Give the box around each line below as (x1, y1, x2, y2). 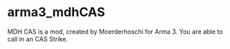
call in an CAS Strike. (7, 34, 68, 43)
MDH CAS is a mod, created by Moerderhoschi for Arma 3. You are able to (7, 27, 224, 36)
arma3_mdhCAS (7, 4, 106, 20)
